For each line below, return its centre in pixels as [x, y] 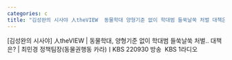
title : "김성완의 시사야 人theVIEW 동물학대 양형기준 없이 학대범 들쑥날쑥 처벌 [108, 20]
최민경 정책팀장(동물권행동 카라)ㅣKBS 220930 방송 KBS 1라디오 [109, 49]
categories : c [28, 13]
